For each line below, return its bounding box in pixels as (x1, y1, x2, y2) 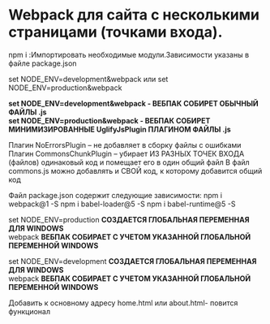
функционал (8, 306, 51, 316)
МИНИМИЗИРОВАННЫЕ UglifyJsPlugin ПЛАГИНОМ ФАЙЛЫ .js (8, 124, 231, 134)
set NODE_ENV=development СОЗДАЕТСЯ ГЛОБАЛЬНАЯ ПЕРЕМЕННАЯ (8, 256, 257, 266)
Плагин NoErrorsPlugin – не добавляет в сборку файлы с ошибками (8, 140, 242, 149)
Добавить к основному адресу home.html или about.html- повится (8, 298, 238, 308)
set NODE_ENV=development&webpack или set (8, 74, 169, 84)
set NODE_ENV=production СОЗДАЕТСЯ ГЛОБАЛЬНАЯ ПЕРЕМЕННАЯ (8, 214, 250, 224)
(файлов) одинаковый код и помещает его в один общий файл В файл (8, 157, 250, 167)
